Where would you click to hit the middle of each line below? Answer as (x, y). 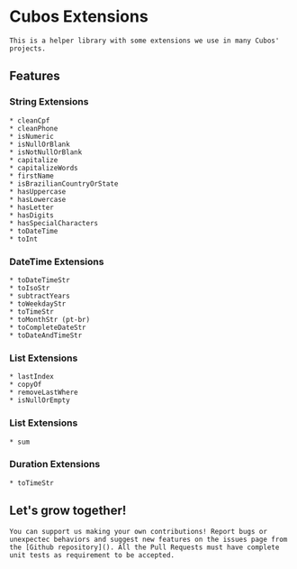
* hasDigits (31, 215)
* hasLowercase (38, 199)
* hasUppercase (38, 191)
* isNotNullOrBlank (46, 152)
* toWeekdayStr (38, 304)
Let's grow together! (68, 511)
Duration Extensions (55, 464)
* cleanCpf (30, 120)
